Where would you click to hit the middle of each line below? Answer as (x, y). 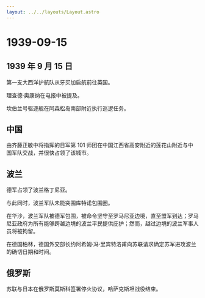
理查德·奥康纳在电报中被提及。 (45, 95)
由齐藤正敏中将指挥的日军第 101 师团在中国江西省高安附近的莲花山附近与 (97, 145)
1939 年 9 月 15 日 (40, 66)
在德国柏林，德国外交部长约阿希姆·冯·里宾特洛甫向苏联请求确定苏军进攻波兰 (102, 244)
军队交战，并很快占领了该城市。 (52, 153)
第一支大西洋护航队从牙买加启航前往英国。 (60, 82)
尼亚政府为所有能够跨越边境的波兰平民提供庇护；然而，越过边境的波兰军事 (100, 223)
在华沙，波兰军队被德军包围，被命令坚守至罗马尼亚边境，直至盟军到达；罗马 (103, 216)
